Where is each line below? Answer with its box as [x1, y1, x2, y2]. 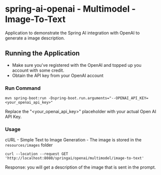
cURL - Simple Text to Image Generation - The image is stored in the [5, 137, 142, 143]
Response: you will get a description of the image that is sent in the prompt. [5, 164, 156, 170]
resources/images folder [5, 142, 53, 148]
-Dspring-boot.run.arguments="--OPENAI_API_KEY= [48, 96, 149, 101]
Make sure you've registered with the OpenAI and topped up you [12, 62, 142, 68]
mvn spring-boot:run [5, 96, 47, 101]
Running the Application [5, 49, 80, 58]
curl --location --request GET [5, 152, 68, 156]
